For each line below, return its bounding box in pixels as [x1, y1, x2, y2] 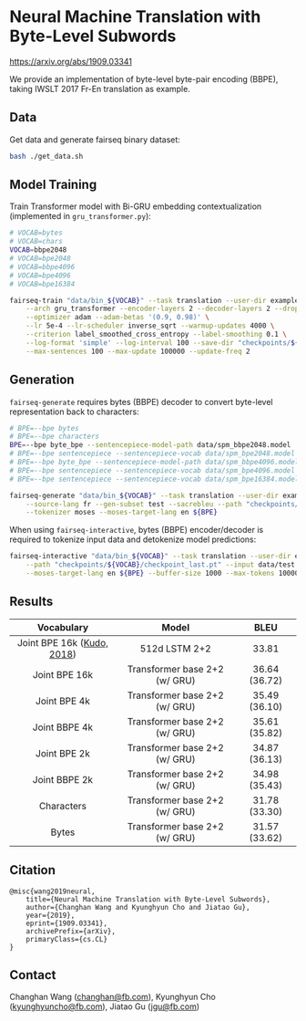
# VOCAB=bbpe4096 [9, 262, 76, 271]
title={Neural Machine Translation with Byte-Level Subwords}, [25, 894, 271, 904]
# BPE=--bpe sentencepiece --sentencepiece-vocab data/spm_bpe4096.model [9, 465, 296, 475]
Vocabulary [36, 620, 89, 633]
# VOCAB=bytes [9, 228, 64, 238]
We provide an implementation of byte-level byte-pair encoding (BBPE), [9, 73, 279, 84]
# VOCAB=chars [9, 237, 64, 246]
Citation [9, 862, 56, 878]
